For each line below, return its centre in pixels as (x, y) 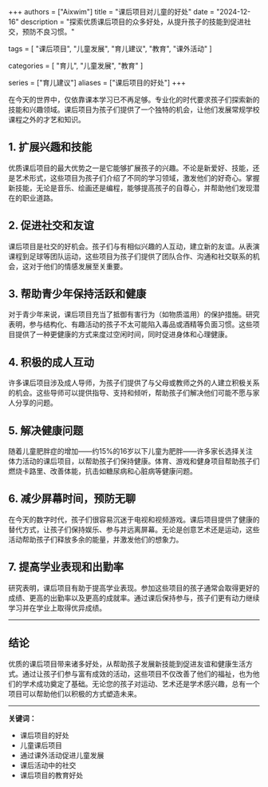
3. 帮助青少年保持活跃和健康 (77, 294)
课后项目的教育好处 (51, 775)
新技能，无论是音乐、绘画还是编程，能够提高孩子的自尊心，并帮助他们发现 (130, 188)
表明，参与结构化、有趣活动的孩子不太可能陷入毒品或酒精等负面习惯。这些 (130, 324)
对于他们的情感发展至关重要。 (78, 266)
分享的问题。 (36, 403)
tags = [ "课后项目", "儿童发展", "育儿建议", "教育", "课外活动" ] (110, 49)
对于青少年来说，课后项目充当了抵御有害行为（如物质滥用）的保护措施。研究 (134, 315)
